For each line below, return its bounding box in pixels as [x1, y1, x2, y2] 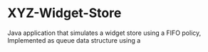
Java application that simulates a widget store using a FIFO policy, [7, 28, 202, 37]
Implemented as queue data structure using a [7, 36, 141, 44]
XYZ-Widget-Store [7, 5, 122, 21]
